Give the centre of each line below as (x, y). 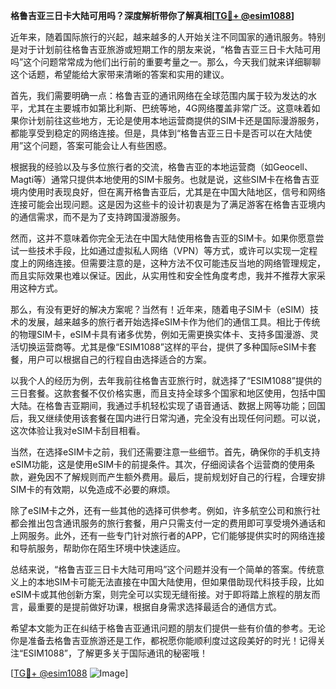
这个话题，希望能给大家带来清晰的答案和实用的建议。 (120, 74)
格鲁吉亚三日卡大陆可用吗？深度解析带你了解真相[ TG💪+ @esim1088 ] (152, 15)
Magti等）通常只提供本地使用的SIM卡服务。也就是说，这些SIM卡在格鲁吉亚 (165, 179)
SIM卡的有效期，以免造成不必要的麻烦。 (93, 489)
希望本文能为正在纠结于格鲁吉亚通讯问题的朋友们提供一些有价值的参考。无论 (168, 628)
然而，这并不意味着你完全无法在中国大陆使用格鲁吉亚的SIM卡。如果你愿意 (163, 238)
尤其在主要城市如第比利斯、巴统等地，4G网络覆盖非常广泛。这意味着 (169, 108)
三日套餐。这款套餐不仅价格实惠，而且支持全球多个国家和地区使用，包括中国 (168, 393)
